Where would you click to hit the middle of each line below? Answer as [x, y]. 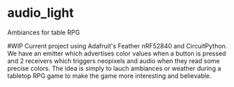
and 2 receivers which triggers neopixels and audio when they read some [113, 60]
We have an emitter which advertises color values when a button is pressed [117, 53]
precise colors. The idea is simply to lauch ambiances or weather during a [114, 68]
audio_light [40, 13]
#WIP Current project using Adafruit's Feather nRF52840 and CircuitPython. [117, 46]
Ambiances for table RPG [44, 32]
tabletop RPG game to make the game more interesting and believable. [110, 76]
